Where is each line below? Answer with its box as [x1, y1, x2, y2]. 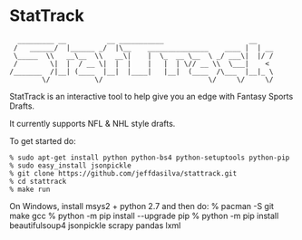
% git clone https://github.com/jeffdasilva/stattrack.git [9, 168, 238, 178]
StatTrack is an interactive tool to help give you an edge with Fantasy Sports [9, 91, 294, 101]
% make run [9, 185, 51, 194]
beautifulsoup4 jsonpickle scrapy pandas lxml [9, 219, 181, 231]
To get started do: [9, 135, 77, 146]
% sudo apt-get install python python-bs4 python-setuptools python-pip [9, 153, 290, 162]
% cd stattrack [9, 177, 67, 186]
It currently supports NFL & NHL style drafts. [9, 118, 176, 129]
